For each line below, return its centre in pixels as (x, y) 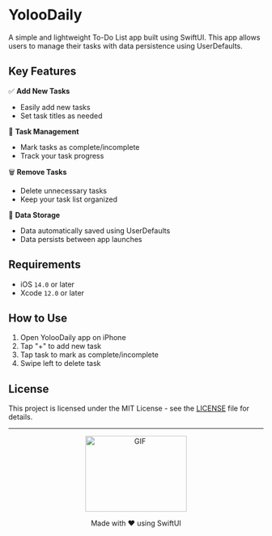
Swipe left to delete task (60, 364)
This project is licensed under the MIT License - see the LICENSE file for (129, 408)
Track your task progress (62, 155)
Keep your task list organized (68, 199)
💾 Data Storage (34, 215)
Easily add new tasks (55, 107)
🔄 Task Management (44, 131)
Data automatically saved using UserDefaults (95, 230)
